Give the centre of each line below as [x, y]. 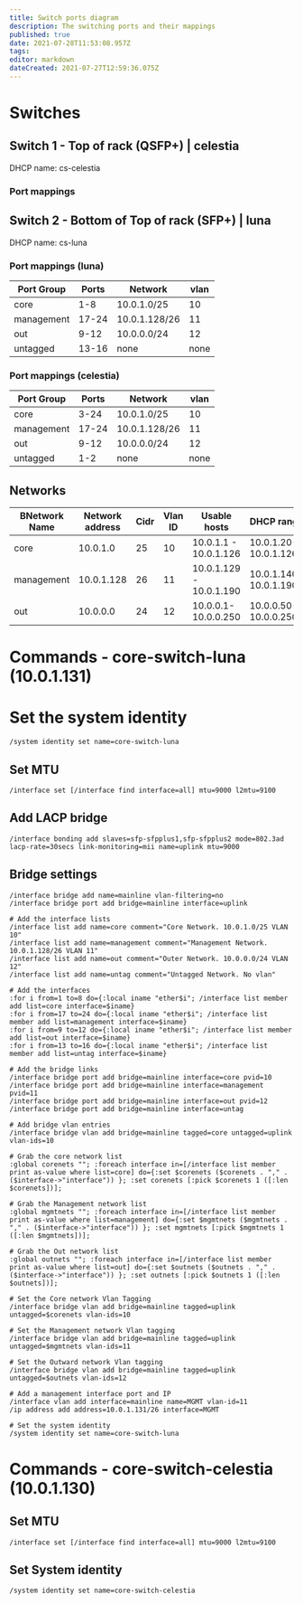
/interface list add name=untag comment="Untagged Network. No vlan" [143, 974]
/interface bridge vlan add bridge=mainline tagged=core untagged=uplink [151, 1132]
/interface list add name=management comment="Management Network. [139, 943]
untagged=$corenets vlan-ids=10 [70, 1315]
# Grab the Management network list [78, 1203]
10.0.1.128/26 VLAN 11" [54, 950]
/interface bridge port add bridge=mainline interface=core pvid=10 [141, 1077]
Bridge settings [53, 875]
